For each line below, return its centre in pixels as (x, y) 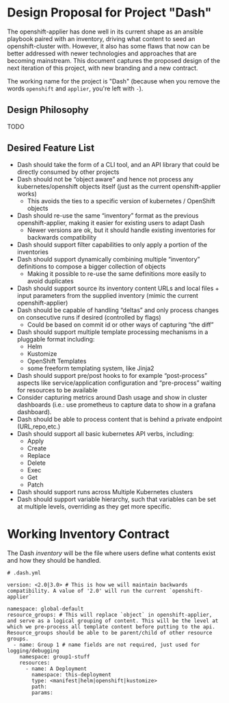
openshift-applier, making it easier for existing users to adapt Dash (111, 222)
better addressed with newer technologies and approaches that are (102, 53)
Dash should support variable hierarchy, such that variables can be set (117, 499)
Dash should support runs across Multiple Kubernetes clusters (105, 491)
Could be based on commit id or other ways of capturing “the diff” (120, 324)
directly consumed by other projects (68, 172)
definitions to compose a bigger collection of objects (91, 266)
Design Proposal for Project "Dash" (109, 13)
